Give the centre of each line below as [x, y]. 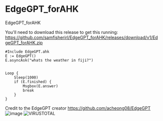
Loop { [12, 73]
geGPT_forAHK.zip [24, 42]
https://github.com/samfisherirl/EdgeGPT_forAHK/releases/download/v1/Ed [81, 37]
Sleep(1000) [26, 77]
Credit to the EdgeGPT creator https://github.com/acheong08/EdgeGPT [78, 108]
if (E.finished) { [33, 82]
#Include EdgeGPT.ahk [27, 52]
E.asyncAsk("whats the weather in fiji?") [49, 60]
